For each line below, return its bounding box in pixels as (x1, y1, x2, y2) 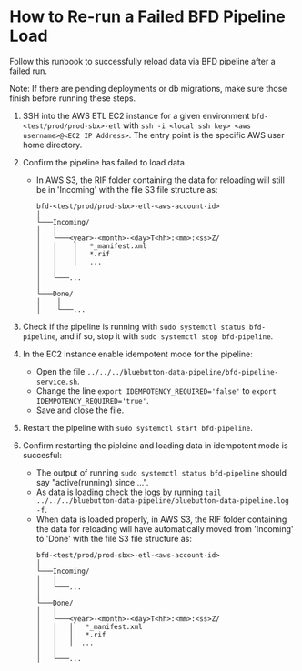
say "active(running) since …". (35, 476, 149, 487)
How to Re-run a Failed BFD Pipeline (9, 6, 287, 27)
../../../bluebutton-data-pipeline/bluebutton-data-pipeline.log (35, 496, 289, 506)
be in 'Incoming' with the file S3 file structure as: (35, 184, 218, 195)
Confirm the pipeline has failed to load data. (22, 156, 187, 167)
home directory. (22, 139, 83, 150)
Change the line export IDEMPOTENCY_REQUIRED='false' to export (35, 385, 277, 396)
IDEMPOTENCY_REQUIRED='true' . (35, 395, 149, 406)
